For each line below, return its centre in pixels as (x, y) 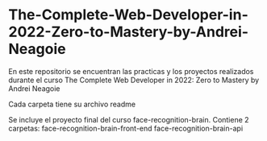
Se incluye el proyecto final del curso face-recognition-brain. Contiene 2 (129, 119)
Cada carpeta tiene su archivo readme (72, 104)
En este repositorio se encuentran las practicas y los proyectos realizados (131, 71)
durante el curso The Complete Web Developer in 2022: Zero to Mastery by (134, 80)
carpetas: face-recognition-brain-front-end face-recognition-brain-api (126, 128)
